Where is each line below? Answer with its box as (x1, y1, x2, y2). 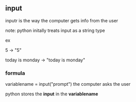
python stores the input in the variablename (5, 91, 98, 97)
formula (5, 70, 25, 77)
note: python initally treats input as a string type (5, 27, 105, 33)
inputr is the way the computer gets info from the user (5, 17, 118, 23)
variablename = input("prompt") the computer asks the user (5, 81, 131, 87)
